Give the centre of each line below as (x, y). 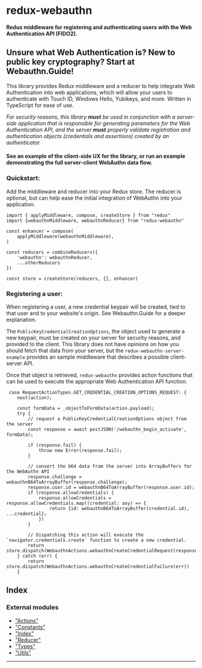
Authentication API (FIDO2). (42, 33)
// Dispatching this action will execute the (86, 535)
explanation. (22, 320)
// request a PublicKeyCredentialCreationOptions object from (107, 419)
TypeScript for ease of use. (40, 105)
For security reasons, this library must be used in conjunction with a (91, 117)
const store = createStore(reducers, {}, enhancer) (72, 279)
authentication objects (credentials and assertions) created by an (88, 136)
